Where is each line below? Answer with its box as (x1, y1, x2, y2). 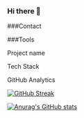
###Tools (7, 35, 35, 44)
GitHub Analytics (7, 76, 56, 84)
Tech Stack (7, 62, 40, 71)
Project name (7, 49, 46, 58)
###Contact (7, 22, 42, 31)
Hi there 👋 (7, 6, 42, 16)
